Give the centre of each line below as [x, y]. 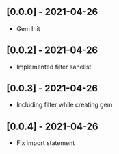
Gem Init [28, 28]
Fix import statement [45, 143]
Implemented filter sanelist [54, 67]
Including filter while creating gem [64, 105]
